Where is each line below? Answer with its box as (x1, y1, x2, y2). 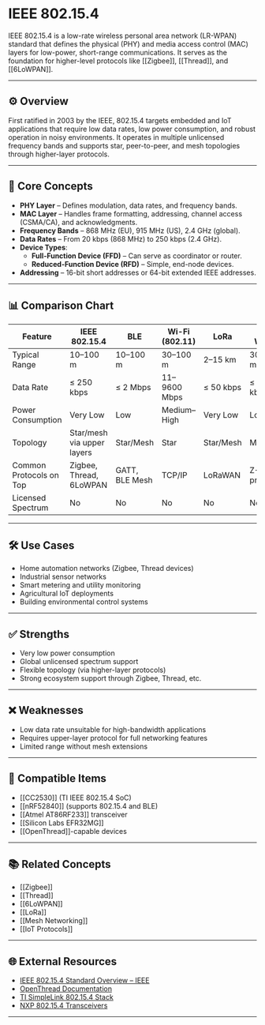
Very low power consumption (19, 648, 116, 658)
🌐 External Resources (8, 955, 118, 968)
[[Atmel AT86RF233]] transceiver (19, 809, 128, 819)
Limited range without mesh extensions (19, 742, 148, 751)
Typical (12, 349, 39, 360)
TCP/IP (161, 470, 188, 481)
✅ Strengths (8, 627, 69, 640)
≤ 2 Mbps (115, 382, 151, 393)
